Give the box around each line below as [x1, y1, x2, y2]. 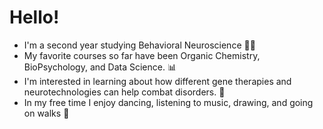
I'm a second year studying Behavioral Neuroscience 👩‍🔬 [23, 39, 256, 51]
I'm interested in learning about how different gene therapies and [23, 75, 292, 87]
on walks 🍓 [23, 107, 70, 119]
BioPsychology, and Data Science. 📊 [23, 61, 177, 73]
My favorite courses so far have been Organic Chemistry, [23, 49, 261, 61]
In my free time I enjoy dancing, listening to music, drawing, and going [23, 96, 314, 108]
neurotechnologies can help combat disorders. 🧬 [23, 86, 226, 98]
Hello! [9, 6, 60, 29]
